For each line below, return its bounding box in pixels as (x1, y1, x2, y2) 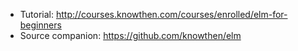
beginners (19, 19, 62, 31)
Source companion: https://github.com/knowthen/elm (19, 30, 242, 41)
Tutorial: (19, 9, 55, 20)
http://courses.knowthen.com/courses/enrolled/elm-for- (55, 9, 288, 20)
